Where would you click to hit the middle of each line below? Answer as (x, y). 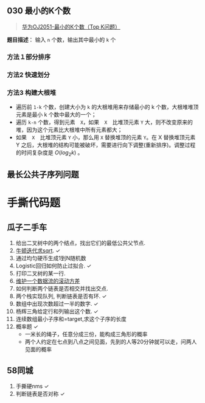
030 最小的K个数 (39, 11)
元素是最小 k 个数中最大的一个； (56, 114)
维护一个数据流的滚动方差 (48, 281)
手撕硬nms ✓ (32, 386)
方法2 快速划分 (29, 75)
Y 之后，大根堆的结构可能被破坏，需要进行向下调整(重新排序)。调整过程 (106, 145)
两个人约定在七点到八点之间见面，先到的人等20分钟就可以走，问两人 (111, 342)
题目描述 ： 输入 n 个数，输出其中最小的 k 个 (61, 40)
